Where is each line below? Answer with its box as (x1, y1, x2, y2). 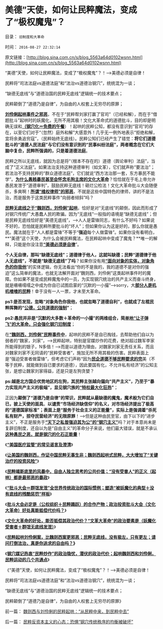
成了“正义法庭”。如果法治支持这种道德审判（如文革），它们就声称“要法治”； (5, 164, 155, 170)
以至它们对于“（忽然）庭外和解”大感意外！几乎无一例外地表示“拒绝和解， (13, 129, 158, 135)
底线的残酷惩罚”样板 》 (9, 491, 52, 497)
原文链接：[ (5, 54, 28, 60)
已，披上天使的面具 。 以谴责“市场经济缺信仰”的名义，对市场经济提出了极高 (5, 401, 154, 407)
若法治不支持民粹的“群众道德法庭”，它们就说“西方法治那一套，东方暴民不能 (5, 170, 155, 176)
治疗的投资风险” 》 (5, 458, 39, 464)
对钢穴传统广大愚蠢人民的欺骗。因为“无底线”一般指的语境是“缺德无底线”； (5, 211, 153, 217)
